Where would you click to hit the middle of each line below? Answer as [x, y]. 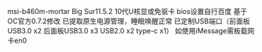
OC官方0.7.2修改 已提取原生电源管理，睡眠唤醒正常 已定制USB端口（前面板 [129, 21]
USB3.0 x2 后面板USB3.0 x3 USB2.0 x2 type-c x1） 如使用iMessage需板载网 [131, 31]
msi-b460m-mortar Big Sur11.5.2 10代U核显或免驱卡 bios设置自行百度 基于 [127, 11]
